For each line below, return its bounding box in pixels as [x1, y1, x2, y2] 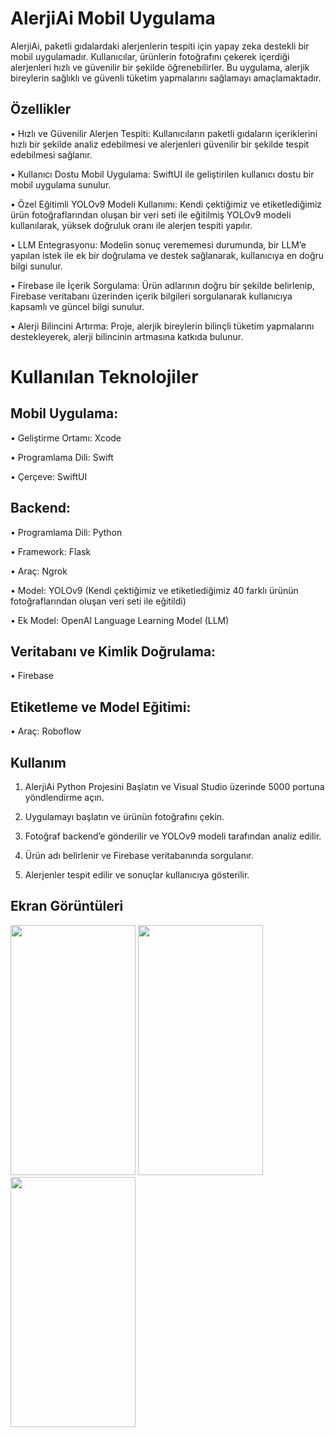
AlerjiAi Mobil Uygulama [10, 7, 216, 30]
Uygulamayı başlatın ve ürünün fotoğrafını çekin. [24, 811, 225, 822]
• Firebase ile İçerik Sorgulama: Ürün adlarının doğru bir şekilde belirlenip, [10, 279, 315, 291]
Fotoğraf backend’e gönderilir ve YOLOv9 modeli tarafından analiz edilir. [24, 830, 322, 842]
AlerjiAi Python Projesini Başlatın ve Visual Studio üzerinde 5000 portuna [24, 781, 325, 792]
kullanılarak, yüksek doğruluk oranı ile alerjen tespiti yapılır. [10, 219, 253, 231]
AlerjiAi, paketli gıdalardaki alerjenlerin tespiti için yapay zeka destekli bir [10, 40, 310, 52]
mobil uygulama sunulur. [10, 178, 112, 191]
